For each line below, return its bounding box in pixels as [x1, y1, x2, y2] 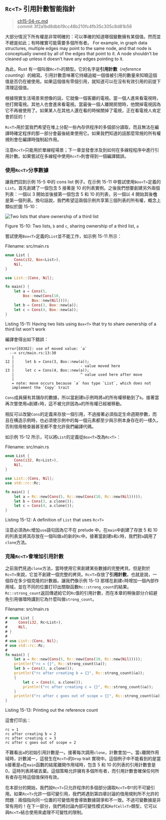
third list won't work [5, 326, 45, 332]
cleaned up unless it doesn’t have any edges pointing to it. [5, 56, 124, 62]
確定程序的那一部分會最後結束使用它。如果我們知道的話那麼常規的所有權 [13, 130, 161, 136]
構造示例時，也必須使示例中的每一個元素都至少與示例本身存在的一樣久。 [13, 417, 161, 423]
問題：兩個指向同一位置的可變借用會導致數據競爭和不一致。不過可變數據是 [5, 797, 157, 803]
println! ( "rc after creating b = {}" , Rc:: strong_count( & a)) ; [14, 671, 145, 676]
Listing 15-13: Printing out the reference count [5, 707, 98, 713]
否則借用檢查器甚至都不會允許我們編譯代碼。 [5, 423, 96, 429]
